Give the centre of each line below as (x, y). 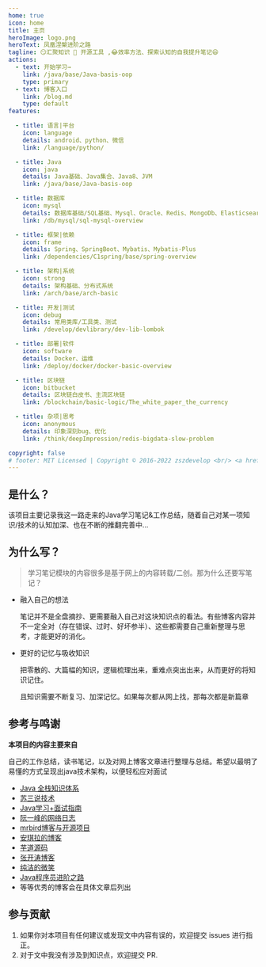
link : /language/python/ (63, 147)
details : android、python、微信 (73, 140)
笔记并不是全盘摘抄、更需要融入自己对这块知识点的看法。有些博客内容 (134, 616)
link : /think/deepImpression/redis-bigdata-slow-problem (118, 439)
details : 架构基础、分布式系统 (68, 286)
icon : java (40, 169)
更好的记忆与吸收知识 (54, 653)
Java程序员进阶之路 (52, 877)
